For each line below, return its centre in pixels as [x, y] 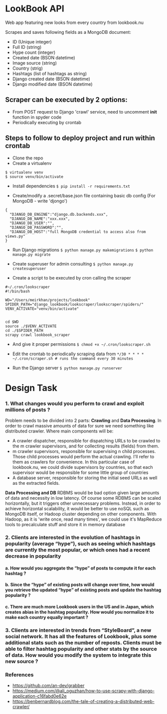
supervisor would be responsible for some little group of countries [80, 473]
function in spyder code [37, 117]
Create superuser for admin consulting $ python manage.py [73, 264]
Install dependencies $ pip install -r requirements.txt [71, 186]
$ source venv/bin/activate [34, 177]
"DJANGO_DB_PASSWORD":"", [37, 227]
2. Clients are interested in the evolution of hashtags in [73, 537]
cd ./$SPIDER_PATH [24, 330]
